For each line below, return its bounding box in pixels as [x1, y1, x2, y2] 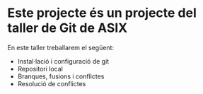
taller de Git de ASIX [7, 20, 128, 36]
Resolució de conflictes [17, 79, 86, 88]
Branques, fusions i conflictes [17, 72, 105, 81]
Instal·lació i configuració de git [17, 57, 110, 65]
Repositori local [17, 64, 64, 73]
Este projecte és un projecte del [7, 5, 197, 21]
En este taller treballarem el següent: [7, 43, 115, 52]
